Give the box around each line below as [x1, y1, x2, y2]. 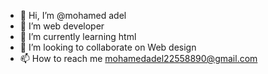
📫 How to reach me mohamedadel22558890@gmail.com [19, 53, 258, 64]
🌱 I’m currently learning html [19, 31, 137, 42]
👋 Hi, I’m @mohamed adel [19, 10, 127, 21]
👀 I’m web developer [19, 20, 105, 32]
